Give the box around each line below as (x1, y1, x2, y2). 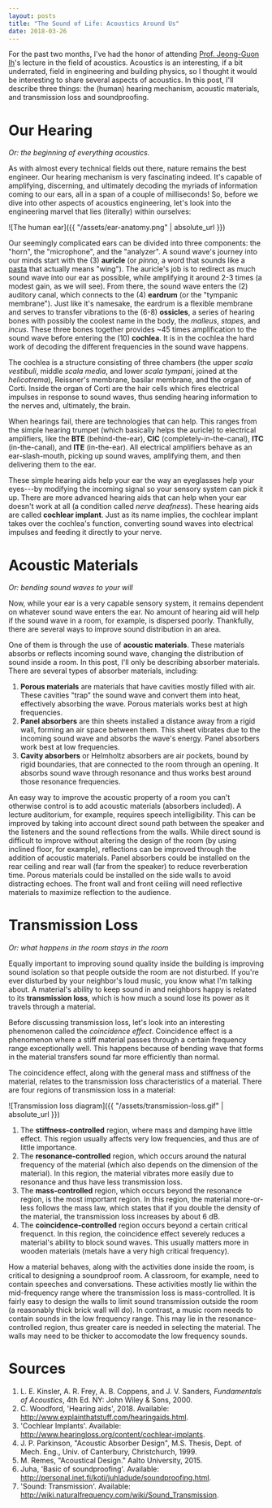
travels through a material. (8, 1002, 96, 1012)
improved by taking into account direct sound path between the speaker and (8, 819, 265, 828)
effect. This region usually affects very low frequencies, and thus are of (19, 1134, 260, 1144)
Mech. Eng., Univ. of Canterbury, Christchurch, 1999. (19, 1447, 197, 1457)
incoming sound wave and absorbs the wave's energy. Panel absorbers (19, 733, 260, 744)
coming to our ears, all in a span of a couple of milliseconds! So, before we (8, 189, 258, 199)
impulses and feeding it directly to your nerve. (8, 528, 162, 537)
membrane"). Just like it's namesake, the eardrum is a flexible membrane (8, 298, 253, 309)
